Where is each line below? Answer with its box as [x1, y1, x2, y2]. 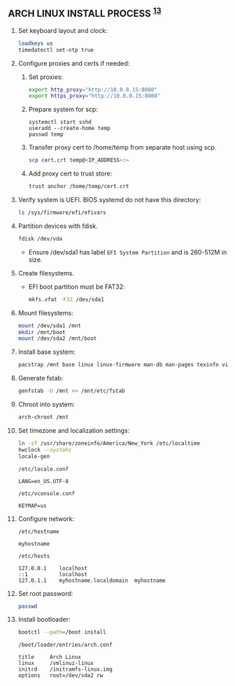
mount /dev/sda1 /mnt [17, 322, 81, 329]
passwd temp [28, 131, 64, 138]
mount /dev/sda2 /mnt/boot [17, 335, 97, 342]
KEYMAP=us [17, 502, 48, 509]
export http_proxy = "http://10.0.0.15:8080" [28, 86, 158, 93]
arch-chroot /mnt [17, 414, 69, 421]
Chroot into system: [17, 400, 76, 408]
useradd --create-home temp [28, 125, 111, 132]
